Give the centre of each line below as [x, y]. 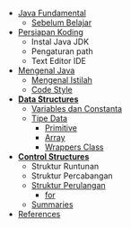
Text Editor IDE [59, 61]
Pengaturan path [62, 51]
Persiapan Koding [50, 32]
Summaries [52, 205]
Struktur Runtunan [65, 166]
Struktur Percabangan [72, 176]
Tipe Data [49, 118]
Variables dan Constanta [77, 109]
